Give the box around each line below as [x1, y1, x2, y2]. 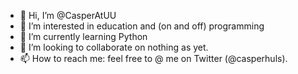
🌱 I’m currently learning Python [19, 31, 148, 42]
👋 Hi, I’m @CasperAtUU [19, 10, 117, 21]
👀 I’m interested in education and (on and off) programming [19, 20, 265, 32]
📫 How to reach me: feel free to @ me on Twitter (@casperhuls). [19, 53, 288, 64]
